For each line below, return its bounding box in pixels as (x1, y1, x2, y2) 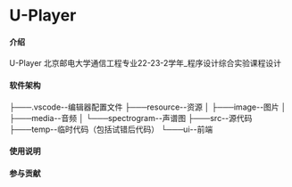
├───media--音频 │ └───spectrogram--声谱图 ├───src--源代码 (9, 112, 253, 123)
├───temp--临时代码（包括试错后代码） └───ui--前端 (9, 124, 213, 134)
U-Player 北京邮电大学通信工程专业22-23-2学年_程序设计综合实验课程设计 (9, 58, 281, 69)
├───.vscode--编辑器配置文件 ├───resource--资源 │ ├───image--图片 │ (9, 102, 288, 112)
